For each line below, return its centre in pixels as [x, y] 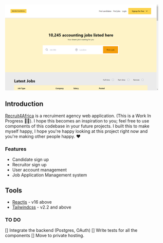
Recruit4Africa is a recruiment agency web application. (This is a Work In [78, 116]
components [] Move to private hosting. [45, 236]
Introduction [24, 104]
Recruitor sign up [29, 165]
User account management [39, 170]
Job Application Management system [49, 175]
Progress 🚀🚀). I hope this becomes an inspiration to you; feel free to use [77, 121]
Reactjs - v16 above [32, 202]
